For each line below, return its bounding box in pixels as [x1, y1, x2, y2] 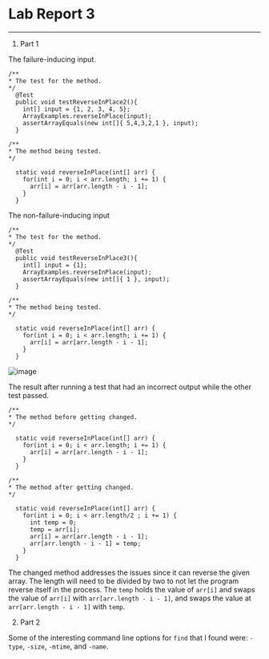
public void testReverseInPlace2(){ [15, 98, 138, 106]
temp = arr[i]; [29, 525, 81, 534]
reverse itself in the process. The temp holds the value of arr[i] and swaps [8, 584, 255, 594]
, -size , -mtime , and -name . [22, 641, 109, 651]
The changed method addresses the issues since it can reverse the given [8, 567, 251, 577]
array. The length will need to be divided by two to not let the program [8, 576, 239, 586]
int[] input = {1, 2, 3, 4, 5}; [22, 105, 130, 113]
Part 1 [19, 39, 39, 48]
